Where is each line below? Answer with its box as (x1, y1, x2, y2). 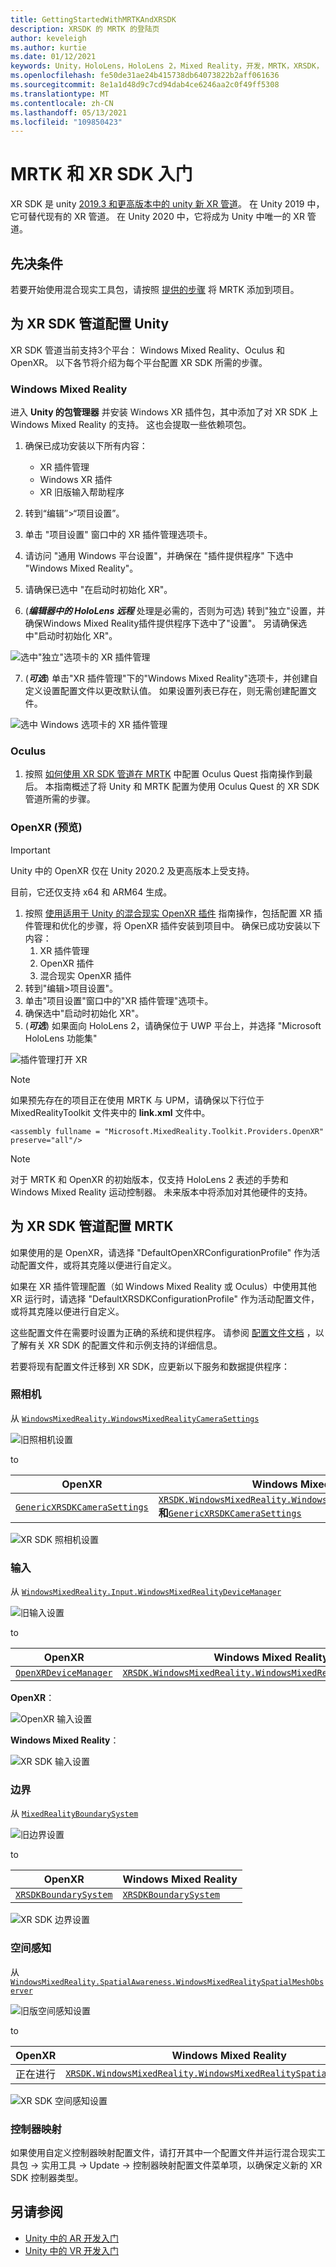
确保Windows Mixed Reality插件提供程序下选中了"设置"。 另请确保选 (24, 617, 308, 630)
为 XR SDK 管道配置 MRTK (10, 1218, 174, 1235)
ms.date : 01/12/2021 (10, 52, 97, 62)
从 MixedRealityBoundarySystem (10, 1807, 139, 1820)
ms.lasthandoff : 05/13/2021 (10, 107, 128, 118)
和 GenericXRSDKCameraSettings (158, 1506, 302, 1520)
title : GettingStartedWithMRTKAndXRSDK (10, 14, 177, 25)
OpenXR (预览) (10, 821, 83, 835)
